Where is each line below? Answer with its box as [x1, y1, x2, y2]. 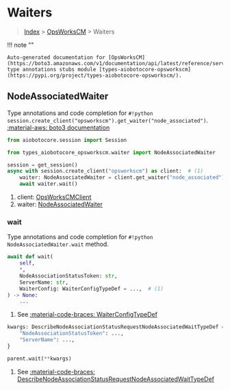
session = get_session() [7, 161, 78, 169]
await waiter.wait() [19, 180, 78, 188]
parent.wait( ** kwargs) [7, 355, 72, 362]
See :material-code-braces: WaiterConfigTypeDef [16, 310, 157, 319]
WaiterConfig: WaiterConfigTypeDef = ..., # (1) [19, 285, 164, 292]
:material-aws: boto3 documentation [7, 123, 110, 132]
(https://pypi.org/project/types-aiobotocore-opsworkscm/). [7, 72, 183, 79]
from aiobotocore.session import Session [7, 136, 127, 143]
